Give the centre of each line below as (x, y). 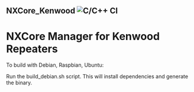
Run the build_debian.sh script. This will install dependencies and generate (97, 77)
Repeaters (32, 49)
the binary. (19, 83)
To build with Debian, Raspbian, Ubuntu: (55, 65)
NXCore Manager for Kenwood (83, 36)
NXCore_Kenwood (41, 11)
